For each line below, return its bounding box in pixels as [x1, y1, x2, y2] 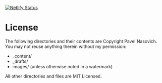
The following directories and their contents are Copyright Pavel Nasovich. [5, 38, 158, 44]
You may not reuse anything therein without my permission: [5, 43, 127, 49]
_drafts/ [12, 58, 28, 64]
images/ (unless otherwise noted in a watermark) [12, 63, 113, 69]
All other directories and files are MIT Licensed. [5, 73, 102, 79]
